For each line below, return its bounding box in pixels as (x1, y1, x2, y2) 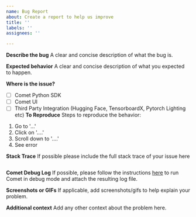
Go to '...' (14, 123, 36, 130)
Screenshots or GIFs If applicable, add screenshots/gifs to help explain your (6, 187, 190, 194)
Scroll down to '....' (14, 135, 60, 142)
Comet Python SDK (14, 92, 61, 99)
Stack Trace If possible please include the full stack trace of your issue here (6, 153, 190, 160)
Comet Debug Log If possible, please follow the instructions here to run (6, 169, 179, 176)
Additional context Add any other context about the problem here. (6, 204, 167, 211)
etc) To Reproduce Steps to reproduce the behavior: (14, 112, 142, 119)
